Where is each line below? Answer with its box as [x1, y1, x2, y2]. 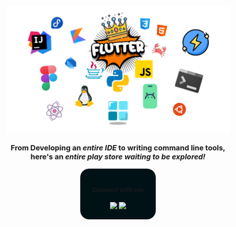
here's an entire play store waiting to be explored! [30, 152, 206, 162]
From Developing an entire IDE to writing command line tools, [10, 143, 226, 153]
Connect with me [92, 186, 144, 194]
